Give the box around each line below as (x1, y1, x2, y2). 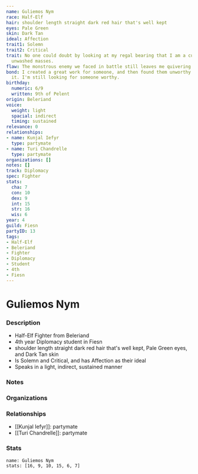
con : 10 (11, 189, 31, 195)
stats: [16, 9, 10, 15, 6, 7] (6, 463, 81, 469)
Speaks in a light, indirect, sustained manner (14, 364, 123, 371)
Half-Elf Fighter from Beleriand (14, 332, 90, 339)
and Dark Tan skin (14, 351, 59, 358)
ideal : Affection (6, 36, 49, 42)
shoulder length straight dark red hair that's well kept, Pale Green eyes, (14, 345, 187, 352)
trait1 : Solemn (6, 42, 44, 48)
